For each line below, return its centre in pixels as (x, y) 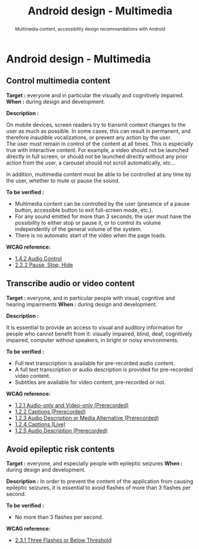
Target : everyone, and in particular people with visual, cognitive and (91, 298)
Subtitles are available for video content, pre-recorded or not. (90, 382)
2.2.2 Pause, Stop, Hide (44, 265)
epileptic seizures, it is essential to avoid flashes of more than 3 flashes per (99, 488)
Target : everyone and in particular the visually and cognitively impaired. (95, 95)
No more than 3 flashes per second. (59, 517)
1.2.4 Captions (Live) (40, 424)
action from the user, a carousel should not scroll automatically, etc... (91, 163)
